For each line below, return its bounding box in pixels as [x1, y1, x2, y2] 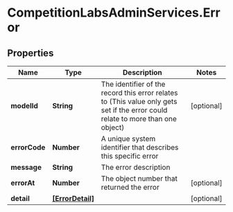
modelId [10, 101, 38, 110]
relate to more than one [101, 114, 177, 123]
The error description [101, 163, 171, 172]
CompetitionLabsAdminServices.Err [7, 5, 221, 21]
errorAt [10, 178, 35, 188]
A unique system [101, 134, 156, 143]
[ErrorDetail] [51, 194, 95, 203]
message [10, 163, 42, 172]
